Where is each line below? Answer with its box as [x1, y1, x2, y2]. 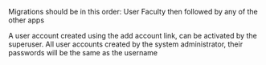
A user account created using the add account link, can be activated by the [8, 31, 257, 40]
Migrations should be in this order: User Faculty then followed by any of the [8, 7, 259, 16]
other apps [8, 15, 45, 25]
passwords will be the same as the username [8, 48, 158, 57]
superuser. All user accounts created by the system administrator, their [8, 39, 243, 49]
